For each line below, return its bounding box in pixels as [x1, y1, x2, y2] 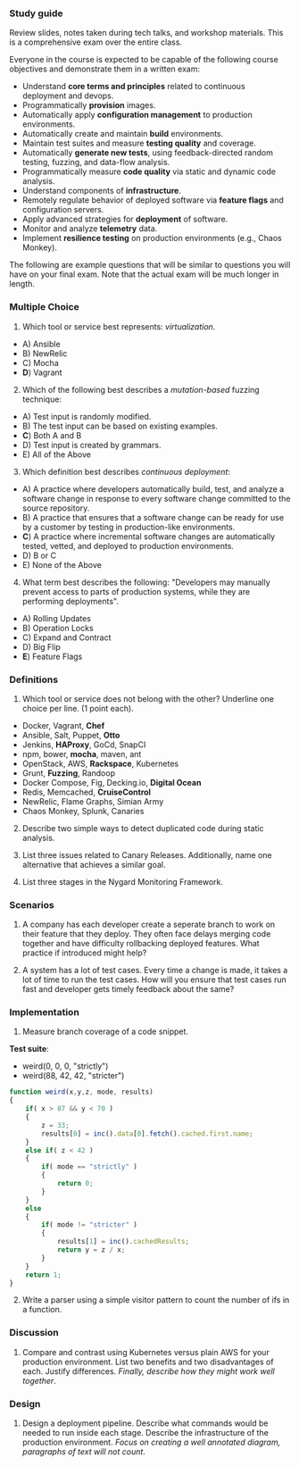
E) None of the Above [21, 559, 103, 570]
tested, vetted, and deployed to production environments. [21, 540, 235, 551]
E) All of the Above [21, 449, 92, 460]
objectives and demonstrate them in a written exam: [9, 63, 201, 74]
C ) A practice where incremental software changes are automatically [21, 530, 275, 542]
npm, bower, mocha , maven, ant [21, 748, 142, 759]
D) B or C [21, 550, 56, 561]
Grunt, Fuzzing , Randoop [21, 767, 116, 779]
